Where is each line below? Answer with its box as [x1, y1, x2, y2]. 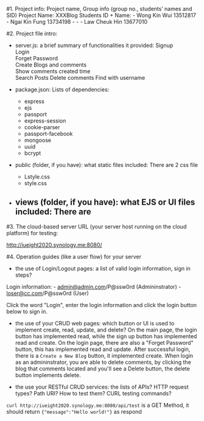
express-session [24, 117, 66, 124]
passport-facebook [24, 130, 73, 137]
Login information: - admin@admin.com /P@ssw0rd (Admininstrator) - [6, 283, 181, 290]
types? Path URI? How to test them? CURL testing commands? [15, 389, 172, 397]
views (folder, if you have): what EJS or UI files [15, 197, 195, 208]
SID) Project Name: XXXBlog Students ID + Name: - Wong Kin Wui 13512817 [6, 12, 197, 19]
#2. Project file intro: [6, 30, 58, 37]
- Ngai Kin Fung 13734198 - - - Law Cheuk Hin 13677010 [6, 18, 148, 25]
